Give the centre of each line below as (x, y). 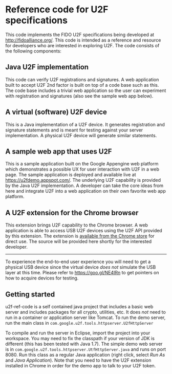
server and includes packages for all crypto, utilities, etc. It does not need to (86, 312)
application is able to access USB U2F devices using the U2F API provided (84, 231)
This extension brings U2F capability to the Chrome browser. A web (77, 225)
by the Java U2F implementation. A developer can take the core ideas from (84, 185)
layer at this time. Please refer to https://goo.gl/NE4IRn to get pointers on (82, 273)
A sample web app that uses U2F (59, 151)
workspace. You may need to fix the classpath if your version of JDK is (80, 338)
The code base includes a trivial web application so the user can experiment (86, 90)
